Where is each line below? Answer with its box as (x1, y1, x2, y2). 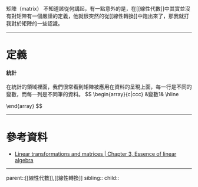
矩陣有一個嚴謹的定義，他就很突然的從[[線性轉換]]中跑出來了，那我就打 (16, 12, 190, 19)
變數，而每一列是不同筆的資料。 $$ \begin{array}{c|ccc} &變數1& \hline (6, 91, 179, 98)
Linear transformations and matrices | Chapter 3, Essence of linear (14, 150, 177, 158)
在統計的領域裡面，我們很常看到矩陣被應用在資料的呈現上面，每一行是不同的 (6, 83, 192, 90)
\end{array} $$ (6, 103, 43, 110)
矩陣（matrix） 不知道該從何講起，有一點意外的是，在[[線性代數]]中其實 (6, 5, 180, 12)
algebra (14, 157, 34, 164)
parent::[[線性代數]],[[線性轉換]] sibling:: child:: (6, 175, 120, 182)
